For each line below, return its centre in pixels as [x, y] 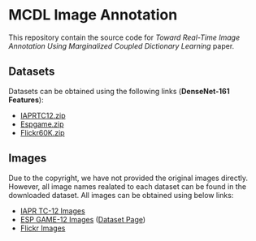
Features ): [26, 100]
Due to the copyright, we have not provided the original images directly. [128, 178]
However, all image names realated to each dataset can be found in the [127, 186]
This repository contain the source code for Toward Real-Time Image [124, 37]
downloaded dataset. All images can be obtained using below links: [121, 195]
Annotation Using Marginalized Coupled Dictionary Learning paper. [121, 45]
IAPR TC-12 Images [52, 211]
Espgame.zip [42, 124]
